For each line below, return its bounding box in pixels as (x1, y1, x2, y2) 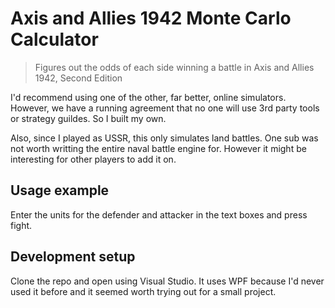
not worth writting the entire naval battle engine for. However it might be (10, 142, 307, 154)
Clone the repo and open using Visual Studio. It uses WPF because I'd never (10, 275, 325, 287)
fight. (10, 219, 33, 231)
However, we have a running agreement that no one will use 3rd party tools (10, 102, 320, 114)
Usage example (10, 182, 110, 199)
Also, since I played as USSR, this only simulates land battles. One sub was (10, 132, 319, 144)
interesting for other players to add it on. (10, 153, 177, 165)
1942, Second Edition (34, 72, 123, 84)
